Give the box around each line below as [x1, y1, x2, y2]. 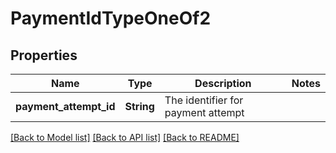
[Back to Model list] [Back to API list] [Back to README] [10, 132, 240, 143]
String [124, 100, 155, 113]
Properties [10, 47, 78, 64]
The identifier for [164, 93, 244, 107]
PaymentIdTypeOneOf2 [10, 7, 212, 30]
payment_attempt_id [15, 100, 116, 113]
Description [194, 77, 252, 90]
